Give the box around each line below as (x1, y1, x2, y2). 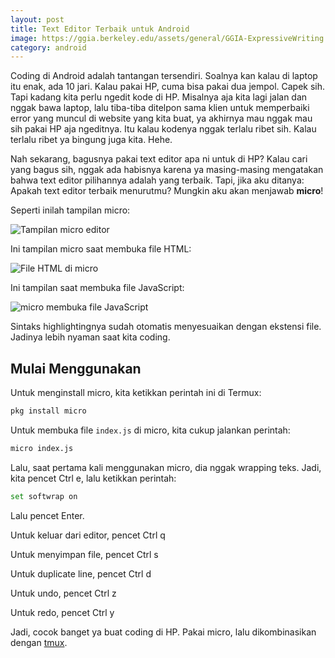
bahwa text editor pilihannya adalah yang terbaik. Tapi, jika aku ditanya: (10, 174, 305, 186)
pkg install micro (10, 406, 87, 416)
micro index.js (10, 443, 74, 453)
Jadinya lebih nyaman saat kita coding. (10, 331, 171, 343)
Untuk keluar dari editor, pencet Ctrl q (10, 529, 166, 541)
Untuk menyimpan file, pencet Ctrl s (10, 548, 159, 560)
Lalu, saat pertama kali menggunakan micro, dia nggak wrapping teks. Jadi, (10, 461, 322, 473)
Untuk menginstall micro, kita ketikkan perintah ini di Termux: (10, 387, 262, 399)
